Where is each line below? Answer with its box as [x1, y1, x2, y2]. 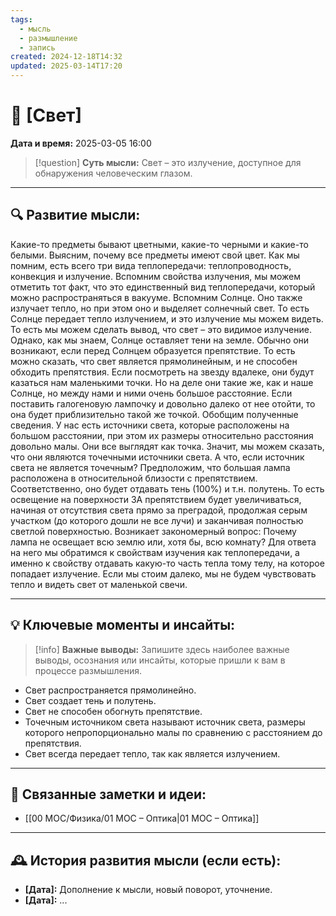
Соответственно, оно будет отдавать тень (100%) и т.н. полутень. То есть [10, 482, 325, 495]
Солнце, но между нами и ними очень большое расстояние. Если [10, 387, 293, 399]
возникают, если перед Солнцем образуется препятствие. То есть [10, 344, 296, 356]
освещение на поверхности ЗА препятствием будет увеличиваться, [10, 493, 302, 505]
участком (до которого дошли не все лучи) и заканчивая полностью [10, 514, 304, 526]
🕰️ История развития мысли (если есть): [10, 852, 282, 869]
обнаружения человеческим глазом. [34, 167, 193, 179]
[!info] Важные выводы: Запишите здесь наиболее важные [34, 643, 290, 655]
